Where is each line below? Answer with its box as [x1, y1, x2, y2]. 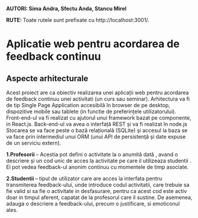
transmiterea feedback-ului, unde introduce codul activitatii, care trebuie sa [6, 181, 190, 188]
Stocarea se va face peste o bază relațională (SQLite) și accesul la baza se [6, 127, 188, 134]
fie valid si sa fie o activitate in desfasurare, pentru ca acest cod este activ [6, 188, 187, 194]
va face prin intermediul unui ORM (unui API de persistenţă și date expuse [6, 133, 186, 140]
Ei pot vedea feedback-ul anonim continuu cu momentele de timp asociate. [6, 163, 189, 171]
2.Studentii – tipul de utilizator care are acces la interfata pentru [6, 175, 163, 182]
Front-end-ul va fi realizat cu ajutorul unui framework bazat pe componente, [6, 114, 191, 121]
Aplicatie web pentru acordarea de [6, 37, 180, 51]
